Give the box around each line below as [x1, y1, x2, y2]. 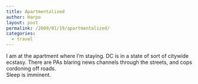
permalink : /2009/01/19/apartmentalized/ [6, 25, 110, 31]
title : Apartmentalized [6, 8, 65, 15]
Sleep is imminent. [6, 72, 52, 78]
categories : [6, 31, 36, 37]
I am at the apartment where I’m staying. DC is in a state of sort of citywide [6, 53, 189, 59]
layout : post [6, 20, 39, 25]
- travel [11, 36, 33, 42]
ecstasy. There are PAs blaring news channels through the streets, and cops [6, 59, 193, 66]
